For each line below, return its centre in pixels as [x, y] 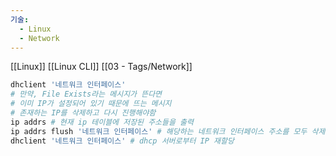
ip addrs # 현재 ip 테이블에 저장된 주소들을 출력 [102, 122]
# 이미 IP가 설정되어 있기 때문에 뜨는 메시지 [91, 104]
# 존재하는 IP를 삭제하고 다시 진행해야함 [83, 113]
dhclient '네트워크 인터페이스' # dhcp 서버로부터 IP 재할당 [122, 141]
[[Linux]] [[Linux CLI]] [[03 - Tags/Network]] [101, 67]
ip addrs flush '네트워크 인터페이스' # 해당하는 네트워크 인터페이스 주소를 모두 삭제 [168, 131]
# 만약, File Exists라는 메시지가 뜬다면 [86, 94]
